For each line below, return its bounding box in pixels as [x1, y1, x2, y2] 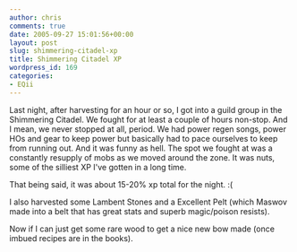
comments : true [9, 22, 66, 30]
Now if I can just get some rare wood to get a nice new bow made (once [9, 223, 276, 234]
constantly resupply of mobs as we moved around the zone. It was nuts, [9, 152, 276, 162]
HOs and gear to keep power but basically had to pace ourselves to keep [9, 133, 278, 143]
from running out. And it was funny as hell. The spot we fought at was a [9, 143, 273, 153]
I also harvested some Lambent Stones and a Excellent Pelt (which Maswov [9, 196, 288, 207]
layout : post [9, 38, 58, 48]
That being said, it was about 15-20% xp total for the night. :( [9, 178, 233, 189]
